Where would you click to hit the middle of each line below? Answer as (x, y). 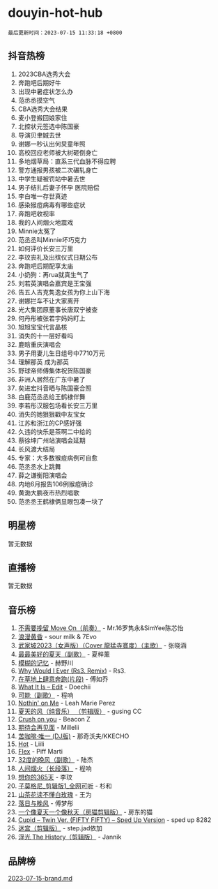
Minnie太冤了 (37, 231)
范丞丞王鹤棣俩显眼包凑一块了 (61, 501)
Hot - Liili (31, 744)
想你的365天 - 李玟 (45, 777)
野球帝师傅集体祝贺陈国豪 (55, 371)
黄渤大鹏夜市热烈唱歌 (48, 493)
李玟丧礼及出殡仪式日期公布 (58, 257)
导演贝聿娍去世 (39, 135)
